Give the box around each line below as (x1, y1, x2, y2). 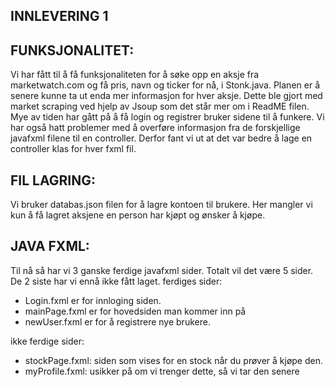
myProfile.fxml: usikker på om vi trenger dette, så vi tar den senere (24, 365, 300, 377)
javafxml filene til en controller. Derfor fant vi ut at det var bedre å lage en (10, 132, 313, 144)
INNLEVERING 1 (10, 8, 109, 25)
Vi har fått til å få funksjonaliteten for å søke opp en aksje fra (10, 69, 260, 81)
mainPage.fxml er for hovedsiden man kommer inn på (24, 305, 247, 317)
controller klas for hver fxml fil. (10, 143, 137, 155)
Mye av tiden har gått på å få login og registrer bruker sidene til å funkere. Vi (10, 111, 325, 123)
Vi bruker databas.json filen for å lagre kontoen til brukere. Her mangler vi (10, 199, 313, 211)
